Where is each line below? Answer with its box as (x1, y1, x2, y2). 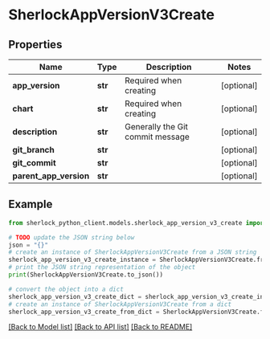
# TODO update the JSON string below (8, 233, 135, 242)
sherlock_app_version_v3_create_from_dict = (8, 308, 160, 316)
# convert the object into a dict (8, 285, 125, 293)
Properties (8, 38, 63, 51)
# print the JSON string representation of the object (8, 263, 196, 272)
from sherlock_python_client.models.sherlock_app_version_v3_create (8, 219, 243, 227)
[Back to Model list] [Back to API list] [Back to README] (8, 322, 193, 332)
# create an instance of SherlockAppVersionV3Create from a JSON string (8, 248, 257, 256)
